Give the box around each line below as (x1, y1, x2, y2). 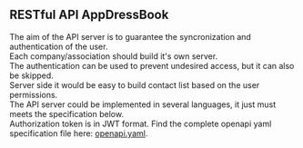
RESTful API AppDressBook (9, 7, 169, 23)
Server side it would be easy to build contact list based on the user (9, 79, 260, 90)
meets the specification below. (9, 108, 125, 119)
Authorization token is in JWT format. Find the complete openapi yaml (9, 118, 272, 129)
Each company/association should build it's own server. (9, 50, 218, 62)
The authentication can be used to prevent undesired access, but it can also (9, 60, 295, 71)
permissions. (9, 89, 58, 100)
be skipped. (9, 70, 55, 81)
